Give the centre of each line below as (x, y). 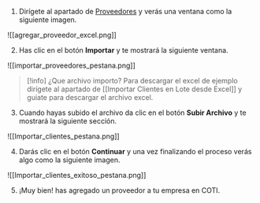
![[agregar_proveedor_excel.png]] (62, 35)
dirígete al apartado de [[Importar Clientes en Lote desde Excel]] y (134, 89)
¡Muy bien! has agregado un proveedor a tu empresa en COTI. (119, 190)
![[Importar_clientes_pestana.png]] (63, 136)
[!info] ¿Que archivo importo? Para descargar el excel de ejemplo (132, 81)
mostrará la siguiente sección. (68, 121)
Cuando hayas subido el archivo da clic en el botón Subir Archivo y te (132, 113)
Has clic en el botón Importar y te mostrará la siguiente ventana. (124, 50)
